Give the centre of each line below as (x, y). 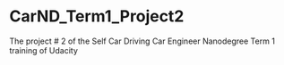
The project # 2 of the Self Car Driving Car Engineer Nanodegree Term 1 (142, 41)
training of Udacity (44, 50)
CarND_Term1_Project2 (97, 16)
